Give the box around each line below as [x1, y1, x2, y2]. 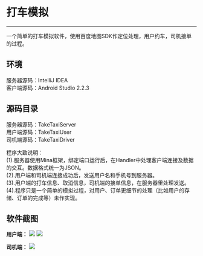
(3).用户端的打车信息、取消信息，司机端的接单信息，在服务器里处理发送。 [6, 179, 190, 186]
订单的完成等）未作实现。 [16, 194, 80, 202]
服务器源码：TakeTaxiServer [6, 120, 77, 128]
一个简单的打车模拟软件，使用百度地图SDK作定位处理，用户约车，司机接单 [6, 32, 192, 39]
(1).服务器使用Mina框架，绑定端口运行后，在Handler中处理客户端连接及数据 [6, 156, 195, 163]
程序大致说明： [6, 149, 43, 156]
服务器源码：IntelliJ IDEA [6, 76, 68, 84]
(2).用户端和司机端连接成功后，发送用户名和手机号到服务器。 [6, 171, 158, 179]
